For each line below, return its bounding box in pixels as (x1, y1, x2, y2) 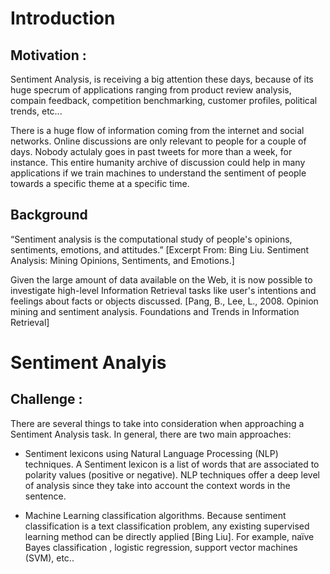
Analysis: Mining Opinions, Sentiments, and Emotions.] (10, 254, 235, 266)
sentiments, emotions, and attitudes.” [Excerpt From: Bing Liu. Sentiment (10, 243, 310, 256)
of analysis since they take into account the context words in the (24, 479, 291, 491)
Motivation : (10, 47, 87, 64)
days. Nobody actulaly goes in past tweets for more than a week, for (10, 146, 293, 157)
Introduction (10, 7, 116, 30)
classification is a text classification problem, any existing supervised (24, 520, 310, 532)
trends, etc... (10, 105, 63, 117)
